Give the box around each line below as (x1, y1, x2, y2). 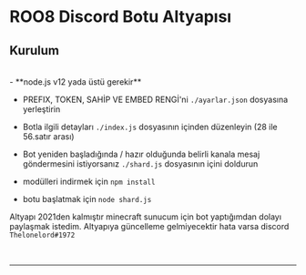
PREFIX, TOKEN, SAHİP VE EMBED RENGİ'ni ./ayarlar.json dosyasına (22, 94, 289, 105)
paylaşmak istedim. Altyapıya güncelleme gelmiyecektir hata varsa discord (9, 221, 290, 231)
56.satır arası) (22, 131, 75, 142)
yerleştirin (22, 104, 61, 115)
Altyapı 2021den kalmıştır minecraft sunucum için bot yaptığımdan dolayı (9, 211, 282, 222)
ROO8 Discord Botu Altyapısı (9, 6, 232, 27)
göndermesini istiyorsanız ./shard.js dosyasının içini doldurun (22, 158, 259, 169)
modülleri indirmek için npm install (22, 176, 156, 187)
